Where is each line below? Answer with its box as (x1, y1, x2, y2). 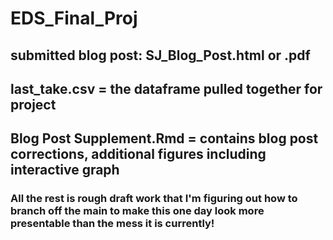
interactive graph (10, 162, 120, 179)
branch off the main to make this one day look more (10, 204, 265, 218)
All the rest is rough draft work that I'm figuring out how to (10, 192, 298, 206)
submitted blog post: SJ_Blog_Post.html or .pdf (10, 47, 311, 64)
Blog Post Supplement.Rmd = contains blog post (10, 130, 319, 147)
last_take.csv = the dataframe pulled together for (10, 80, 323, 97)
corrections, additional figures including (10, 146, 267, 163)
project (10, 96, 57, 113)
